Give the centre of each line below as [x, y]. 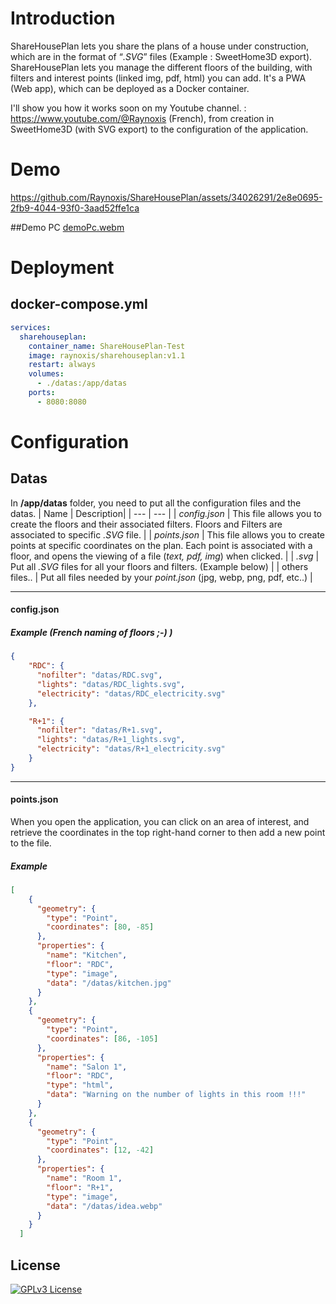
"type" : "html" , [80, 1085]
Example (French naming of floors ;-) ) [91, 632]
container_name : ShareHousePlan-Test [107, 346]
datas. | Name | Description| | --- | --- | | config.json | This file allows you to [166, 513]
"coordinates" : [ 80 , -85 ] [100, 927]
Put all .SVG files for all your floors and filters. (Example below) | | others [159, 566]
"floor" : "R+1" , [80, 1187]
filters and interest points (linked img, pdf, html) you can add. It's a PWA [158, 78]
